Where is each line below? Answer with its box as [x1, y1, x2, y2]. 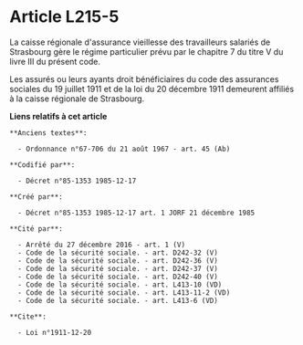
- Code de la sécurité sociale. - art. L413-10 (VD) [17, 280, 223, 289]
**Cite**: [9, 312, 47, 321]
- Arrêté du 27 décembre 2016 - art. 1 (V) [17, 240, 185, 249]
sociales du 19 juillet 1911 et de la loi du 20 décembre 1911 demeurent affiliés [9, 83, 295, 94]
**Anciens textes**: [9, 128, 89, 138]
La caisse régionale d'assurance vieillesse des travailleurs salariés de [9, 37, 271, 47]
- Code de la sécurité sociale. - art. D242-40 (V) [17, 272, 219, 281]
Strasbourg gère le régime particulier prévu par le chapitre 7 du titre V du [9, 46, 284, 57]
